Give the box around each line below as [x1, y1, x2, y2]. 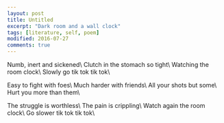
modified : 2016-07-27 [7, 36, 69, 42]
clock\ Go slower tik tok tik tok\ [7, 109, 95, 117]
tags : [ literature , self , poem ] [7, 29, 99, 36]
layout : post [7, 10, 45, 17]
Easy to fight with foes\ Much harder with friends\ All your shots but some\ [7, 81, 217, 89]
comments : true [7, 42, 51, 49]
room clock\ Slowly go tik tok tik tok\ [7, 68, 110, 76]
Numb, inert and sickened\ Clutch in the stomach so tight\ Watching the [7, 61, 209, 68]
